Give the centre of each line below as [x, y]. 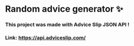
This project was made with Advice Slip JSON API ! [67, 24]
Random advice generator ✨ [64, 9]
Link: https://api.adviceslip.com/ [45, 38]
